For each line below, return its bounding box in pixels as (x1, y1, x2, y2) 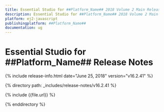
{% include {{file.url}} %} (5, 92, 56, 98)
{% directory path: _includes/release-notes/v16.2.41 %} (5, 83, 117, 89)
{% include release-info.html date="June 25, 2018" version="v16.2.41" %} (5, 73, 153, 79)
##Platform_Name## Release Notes (5, 57, 153, 68)
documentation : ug (5, 25, 42, 30)
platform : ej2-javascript (5, 16, 58, 21)
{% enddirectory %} (5, 101, 45, 108)
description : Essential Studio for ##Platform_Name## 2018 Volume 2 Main (5, 12, 159, 17)
